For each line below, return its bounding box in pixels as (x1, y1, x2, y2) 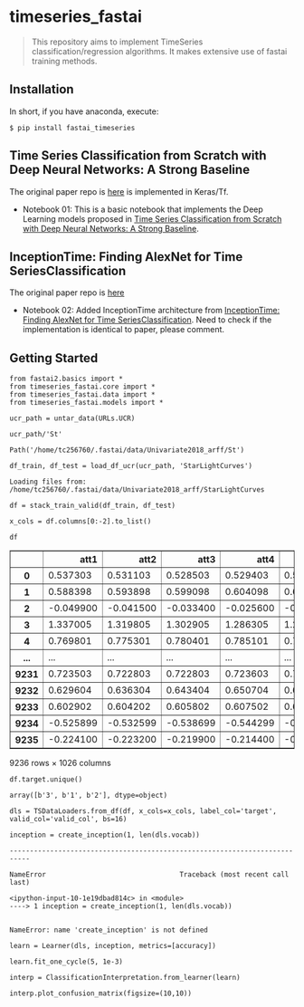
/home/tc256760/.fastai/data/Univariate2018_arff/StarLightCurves (9, 485, 265, 494)
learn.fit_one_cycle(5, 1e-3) (9, 957, 124, 966)
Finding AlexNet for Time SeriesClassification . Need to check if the (22, 314, 272, 325)
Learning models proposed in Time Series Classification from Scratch (22, 213, 282, 224)
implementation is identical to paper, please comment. (22, 324, 224, 335)
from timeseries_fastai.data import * (9, 390, 156, 399)
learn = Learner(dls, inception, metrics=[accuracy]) (9, 942, 217, 951)
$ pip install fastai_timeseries (9, 123, 136, 132)
